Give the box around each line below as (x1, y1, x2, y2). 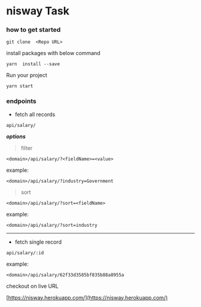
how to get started (6, 26, 61, 34)
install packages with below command (6, 50, 100, 57)
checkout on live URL (6, 282, 59, 290)
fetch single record (14, 238, 62, 245)
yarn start (6, 83, 33, 89)
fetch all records (14, 111, 56, 118)
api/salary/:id (6, 250, 44, 256)
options (6, 133, 26, 140)
